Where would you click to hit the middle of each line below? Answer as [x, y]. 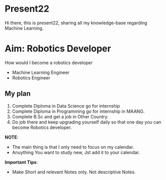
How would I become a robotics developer [49, 62]
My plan [18, 94]
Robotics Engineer [31, 78]
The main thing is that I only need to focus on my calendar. [73, 147]
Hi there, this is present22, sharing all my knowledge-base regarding [76, 23]
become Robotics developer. [42, 127]
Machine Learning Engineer [41, 72]
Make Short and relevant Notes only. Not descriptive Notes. [74, 172]
